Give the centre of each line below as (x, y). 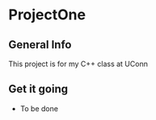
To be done (39, 108)
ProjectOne (47, 15)
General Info (40, 45)
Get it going (38, 89)
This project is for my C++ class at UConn (78, 64)
